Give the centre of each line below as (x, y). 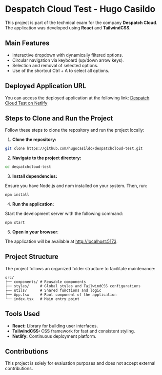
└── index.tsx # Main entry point (42, 299)
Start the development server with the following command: (64, 213)
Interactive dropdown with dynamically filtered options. (68, 55)
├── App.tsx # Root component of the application (61, 295)
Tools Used (22, 314)
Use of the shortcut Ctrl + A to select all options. (61, 70)
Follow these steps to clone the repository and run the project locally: (75, 130)
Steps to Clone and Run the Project (59, 118)
